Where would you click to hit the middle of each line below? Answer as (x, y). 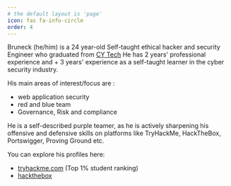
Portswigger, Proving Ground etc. (56, 141)
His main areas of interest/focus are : (61, 83)
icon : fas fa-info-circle (45, 21)
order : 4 (20, 27)
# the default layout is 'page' (55, 14)
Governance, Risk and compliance (67, 112)
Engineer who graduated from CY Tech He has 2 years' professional (107, 54)
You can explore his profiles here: (56, 155)
